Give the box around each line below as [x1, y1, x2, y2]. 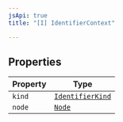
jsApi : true [8, 11, 48, 20]
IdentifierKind [54, 92, 112, 101]
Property [12, 78, 47, 90]
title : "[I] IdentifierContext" [8, 19, 115, 27]
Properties [8, 55, 62, 68]
